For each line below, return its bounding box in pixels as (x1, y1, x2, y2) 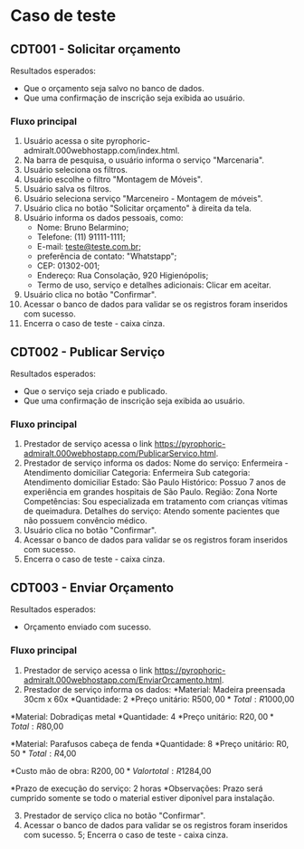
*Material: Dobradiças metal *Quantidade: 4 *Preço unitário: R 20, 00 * (10, 711, 274, 722)
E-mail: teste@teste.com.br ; (36, 241, 141, 252)
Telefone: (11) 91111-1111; (36, 231, 126, 242)
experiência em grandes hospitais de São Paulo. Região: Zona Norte (23, 486, 279, 497)
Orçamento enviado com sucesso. (23, 621, 152, 633)
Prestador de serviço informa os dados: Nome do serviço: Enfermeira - (23, 458, 289, 468)
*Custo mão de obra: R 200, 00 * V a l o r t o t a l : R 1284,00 (10, 765, 212, 776)
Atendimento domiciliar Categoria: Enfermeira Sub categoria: (23, 467, 251, 478)
